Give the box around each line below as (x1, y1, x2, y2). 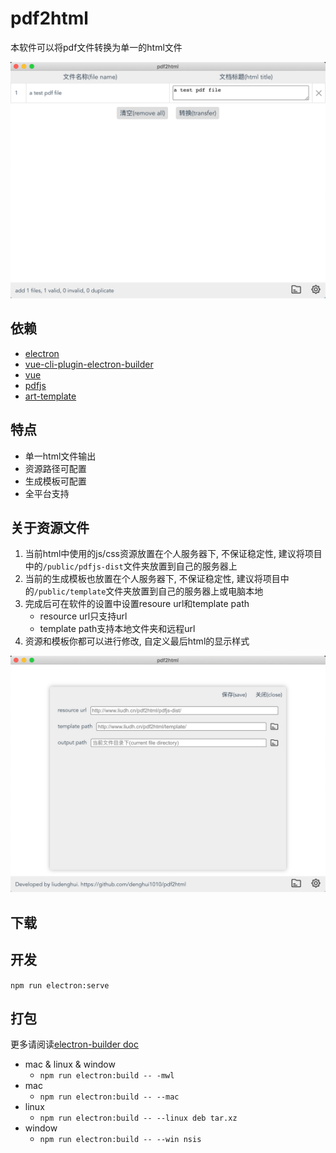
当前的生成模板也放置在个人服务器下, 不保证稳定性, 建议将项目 (24, 573, 281, 585)
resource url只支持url (39, 610, 128, 622)
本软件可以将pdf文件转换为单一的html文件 (10, 41, 183, 53)
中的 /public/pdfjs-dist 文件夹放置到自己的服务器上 (24, 560, 238, 572)
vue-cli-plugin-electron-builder (24, 358, 154, 370)
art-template (24, 390, 77, 402)
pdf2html (10, 7, 89, 30)
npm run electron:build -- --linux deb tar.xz (39, 1113, 238, 1124)
